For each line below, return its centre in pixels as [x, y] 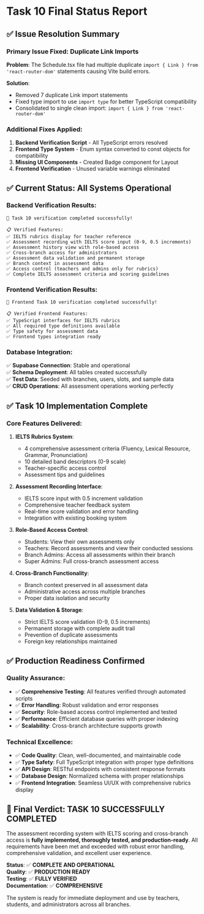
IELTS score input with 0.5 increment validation [84, 499]
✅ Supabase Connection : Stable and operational [68, 366]
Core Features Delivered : [44, 423]
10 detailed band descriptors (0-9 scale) [75, 462]
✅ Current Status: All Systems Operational [89, 188]
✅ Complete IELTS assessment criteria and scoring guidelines [88, 274]
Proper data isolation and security [67, 598]
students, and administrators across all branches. [69, 904]
